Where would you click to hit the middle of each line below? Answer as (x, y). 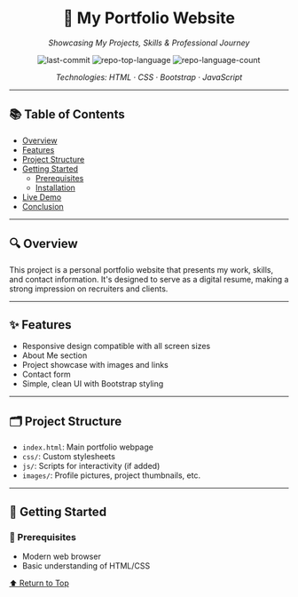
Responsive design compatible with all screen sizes (116, 346)
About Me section (55, 355)
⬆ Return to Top (39, 583)
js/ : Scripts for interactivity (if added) (91, 466)
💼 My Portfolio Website (149, 18)
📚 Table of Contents (67, 115)
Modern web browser (62, 556)
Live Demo (42, 197)
